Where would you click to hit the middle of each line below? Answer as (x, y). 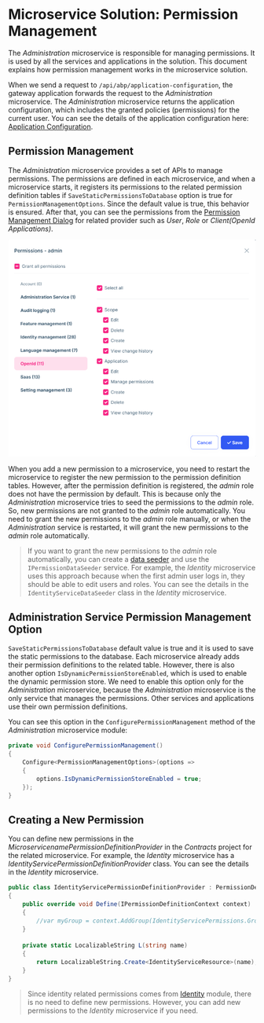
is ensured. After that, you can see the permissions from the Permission (124, 212)
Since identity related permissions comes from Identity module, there (139, 994)
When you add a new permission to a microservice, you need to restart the (129, 468)
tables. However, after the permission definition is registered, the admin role (131, 486)
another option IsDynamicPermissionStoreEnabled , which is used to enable (128, 673)
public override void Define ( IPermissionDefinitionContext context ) (137, 904)
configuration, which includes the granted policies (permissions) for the (124, 110)
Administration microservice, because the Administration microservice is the (132, 690)
